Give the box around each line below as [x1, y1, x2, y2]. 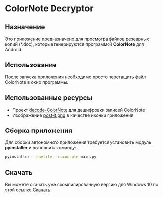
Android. [5, 47, 23, 52]
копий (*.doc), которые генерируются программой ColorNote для [5, 41, 144, 47]
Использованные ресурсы [5, 94, 93, 102]
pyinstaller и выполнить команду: [5, 145, 77, 151]
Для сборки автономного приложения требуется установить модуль [5, 139, 152, 145]
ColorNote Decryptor [5, 3, 94, 14]
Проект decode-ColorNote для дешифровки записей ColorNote [12, 107, 145, 113]
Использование [5, 61, 57, 69]
